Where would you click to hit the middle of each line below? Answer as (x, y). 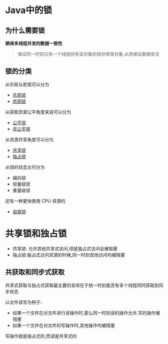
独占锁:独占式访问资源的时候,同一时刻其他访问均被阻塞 (69, 255)
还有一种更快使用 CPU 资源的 (35, 201)
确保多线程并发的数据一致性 (34, 43)
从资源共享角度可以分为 (29, 139)
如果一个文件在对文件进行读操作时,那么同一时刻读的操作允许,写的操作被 (86, 313)
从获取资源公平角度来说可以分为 (38, 112)
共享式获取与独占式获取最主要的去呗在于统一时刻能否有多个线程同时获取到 (82, 285)
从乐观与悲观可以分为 (27, 84)
